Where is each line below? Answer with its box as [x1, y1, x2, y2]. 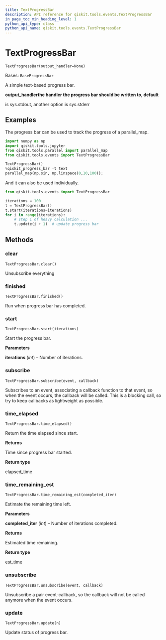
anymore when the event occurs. [5, 597, 73, 603]
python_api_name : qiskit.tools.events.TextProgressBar [5, 26, 121, 31]
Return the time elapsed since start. [5, 430, 79, 436]
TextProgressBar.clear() [5, 261, 57, 266]
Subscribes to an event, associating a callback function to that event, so [5, 387, 153, 393]
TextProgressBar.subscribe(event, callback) [5, 378, 99, 384]
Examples [5, 116, 36, 125]
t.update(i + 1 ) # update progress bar [14, 222, 99, 227]
